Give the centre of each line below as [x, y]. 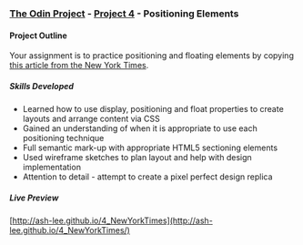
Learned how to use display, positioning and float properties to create [153, 109]
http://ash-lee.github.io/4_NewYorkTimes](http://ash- [113, 220]
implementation [52, 168]
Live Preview [34, 198]
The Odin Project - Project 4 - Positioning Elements [124, 14]
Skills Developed [42, 86]
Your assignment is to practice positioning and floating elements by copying [151, 56]
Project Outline [39, 36]
